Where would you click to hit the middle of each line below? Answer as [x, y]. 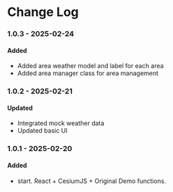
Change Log [43, 12]
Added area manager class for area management [88, 73]
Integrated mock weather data [61, 123]
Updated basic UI [42, 131]
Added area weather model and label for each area [90, 66]
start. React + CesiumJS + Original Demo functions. [91, 181]
